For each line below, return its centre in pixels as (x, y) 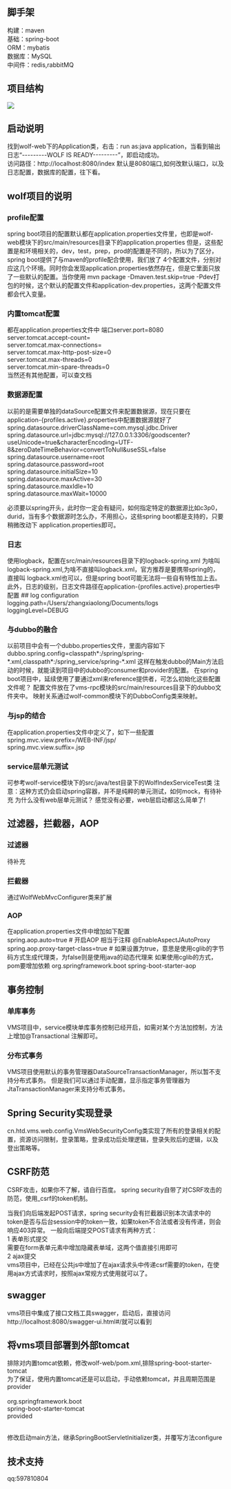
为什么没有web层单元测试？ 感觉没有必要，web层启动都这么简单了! (110, 800)
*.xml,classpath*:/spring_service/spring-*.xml (72, 662)
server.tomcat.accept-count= (49, 338)
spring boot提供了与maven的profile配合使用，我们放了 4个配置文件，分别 (111, 260)
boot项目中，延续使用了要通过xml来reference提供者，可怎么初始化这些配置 (114, 679)
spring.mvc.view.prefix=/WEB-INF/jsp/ (62, 740)
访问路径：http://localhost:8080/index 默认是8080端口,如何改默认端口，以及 (115, 163)
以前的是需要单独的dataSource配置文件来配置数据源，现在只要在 (99, 411)
